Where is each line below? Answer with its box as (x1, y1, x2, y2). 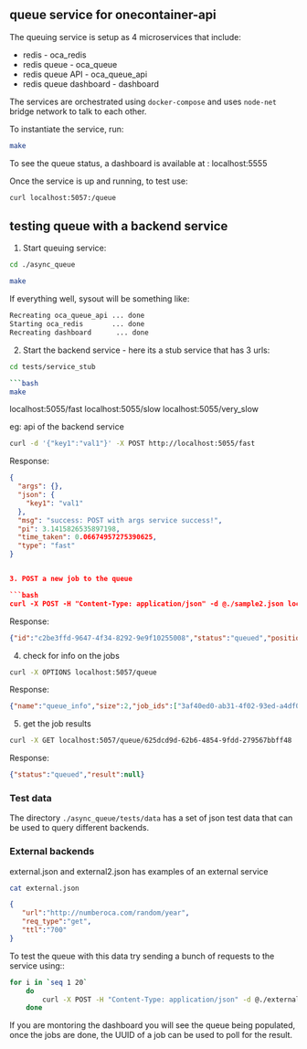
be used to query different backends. (9, 822, 149, 833)
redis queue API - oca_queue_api (22, 69, 148, 79)
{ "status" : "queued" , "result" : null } (9, 770, 145, 779)
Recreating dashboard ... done (9, 328, 149, 337)
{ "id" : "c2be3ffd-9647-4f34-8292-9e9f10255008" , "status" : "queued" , (9, 633, 268, 642)
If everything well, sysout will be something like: (9, 293, 190, 304)
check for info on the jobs (22, 650, 121, 661)
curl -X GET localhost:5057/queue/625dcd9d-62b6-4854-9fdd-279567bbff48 (9, 736, 292, 746)
